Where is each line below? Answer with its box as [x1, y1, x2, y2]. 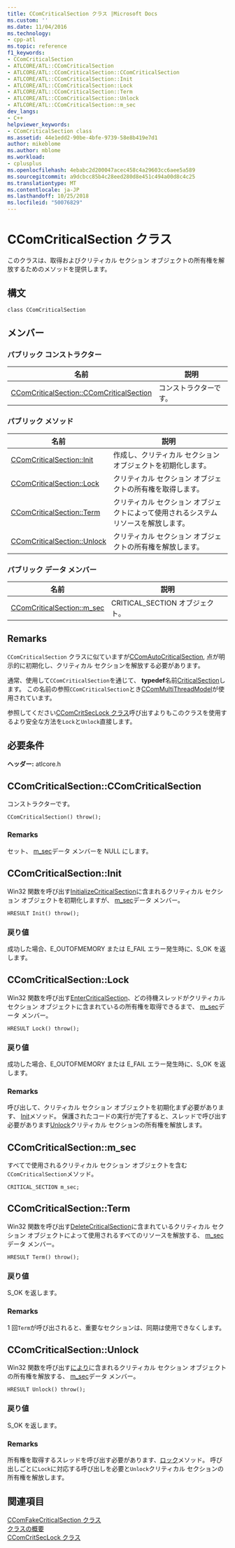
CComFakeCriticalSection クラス [7, 1515, 101, 1524]
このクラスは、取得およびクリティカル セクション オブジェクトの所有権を [7, 256, 219, 264]
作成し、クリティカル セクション [113, 450, 220, 460]
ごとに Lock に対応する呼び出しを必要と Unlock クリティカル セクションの [19, 1464, 224, 1472]
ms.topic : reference [7, 43, 68, 50]
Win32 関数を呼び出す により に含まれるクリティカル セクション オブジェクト [7, 1364, 227, 1372]
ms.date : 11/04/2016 [7, 23, 68, 30]
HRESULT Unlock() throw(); [7, 1386, 86, 1393]
